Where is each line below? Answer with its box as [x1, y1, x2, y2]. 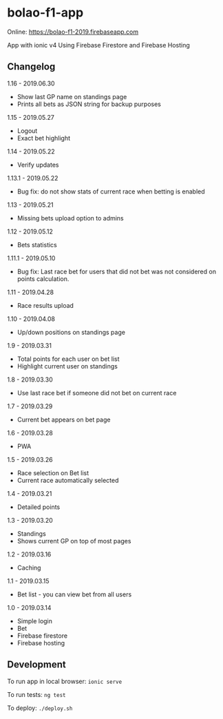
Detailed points [17, 503, 61, 511]
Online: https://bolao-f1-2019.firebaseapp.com [7, 28, 139, 36]
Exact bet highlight [17, 134, 71, 142]
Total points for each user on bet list [17, 355, 120, 363]
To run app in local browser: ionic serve [7, 677, 123, 685]
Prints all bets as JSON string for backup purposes [17, 100, 162, 108]
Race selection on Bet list [17, 468, 89, 477]
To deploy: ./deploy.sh [7, 704, 73, 712]
